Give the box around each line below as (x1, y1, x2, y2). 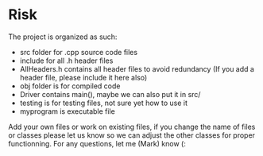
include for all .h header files (19, 56, 114, 65)
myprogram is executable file (19, 106, 115, 116)
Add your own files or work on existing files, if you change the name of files (8, 122, 256, 131)
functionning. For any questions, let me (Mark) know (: (8, 138, 187, 148)
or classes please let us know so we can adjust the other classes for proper (8, 130, 256, 140)
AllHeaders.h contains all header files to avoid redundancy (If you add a (19, 64, 254, 73)
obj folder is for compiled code (19, 81, 121, 91)
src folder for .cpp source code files (19, 47, 137, 57)
